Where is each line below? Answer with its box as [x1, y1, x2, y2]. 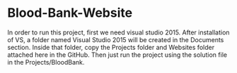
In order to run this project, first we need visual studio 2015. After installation [7, 28, 230, 36]
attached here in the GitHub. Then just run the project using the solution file [7, 51, 228, 59]
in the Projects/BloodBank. [7, 58, 85, 66]
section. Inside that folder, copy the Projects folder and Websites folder [7, 43, 214, 51]
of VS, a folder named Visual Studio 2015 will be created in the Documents [7, 35, 224, 44]
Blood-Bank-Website [7, 5, 133, 21]
